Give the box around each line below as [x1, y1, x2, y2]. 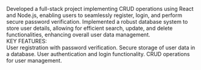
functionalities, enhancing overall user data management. [6, 31, 150, 38]
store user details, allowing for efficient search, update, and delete [6, 24, 173, 32]
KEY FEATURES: [6, 38, 48, 44]
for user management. [6, 57, 62, 64]
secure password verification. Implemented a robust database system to [6, 18, 188, 25]
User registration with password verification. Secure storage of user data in [6, 44, 196, 51]
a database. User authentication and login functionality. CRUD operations [6, 51, 190, 57]
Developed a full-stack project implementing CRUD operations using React [6, 5, 194, 12]
